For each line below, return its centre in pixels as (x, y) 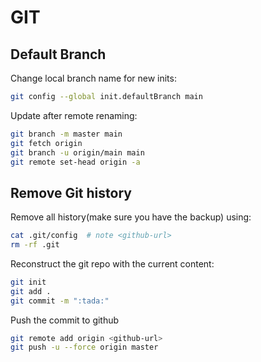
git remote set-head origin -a (75, 162)
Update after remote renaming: (74, 115)
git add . (31, 291)
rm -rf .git (35, 245)
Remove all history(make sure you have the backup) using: (131, 217)
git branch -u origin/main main (77, 152)
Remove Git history (71, 192)
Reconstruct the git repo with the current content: (112, 263)
